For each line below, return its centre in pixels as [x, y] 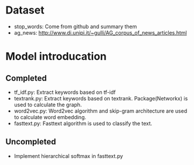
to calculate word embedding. [50, 117]
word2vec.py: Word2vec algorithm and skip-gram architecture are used [101, 111]
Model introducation [56, 57]
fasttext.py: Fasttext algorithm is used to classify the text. [83, 123]
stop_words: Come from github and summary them [75, 26]
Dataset [25, 10]
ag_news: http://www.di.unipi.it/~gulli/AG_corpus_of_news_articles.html [100, 32]
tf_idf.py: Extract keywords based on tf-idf [65, 92]
